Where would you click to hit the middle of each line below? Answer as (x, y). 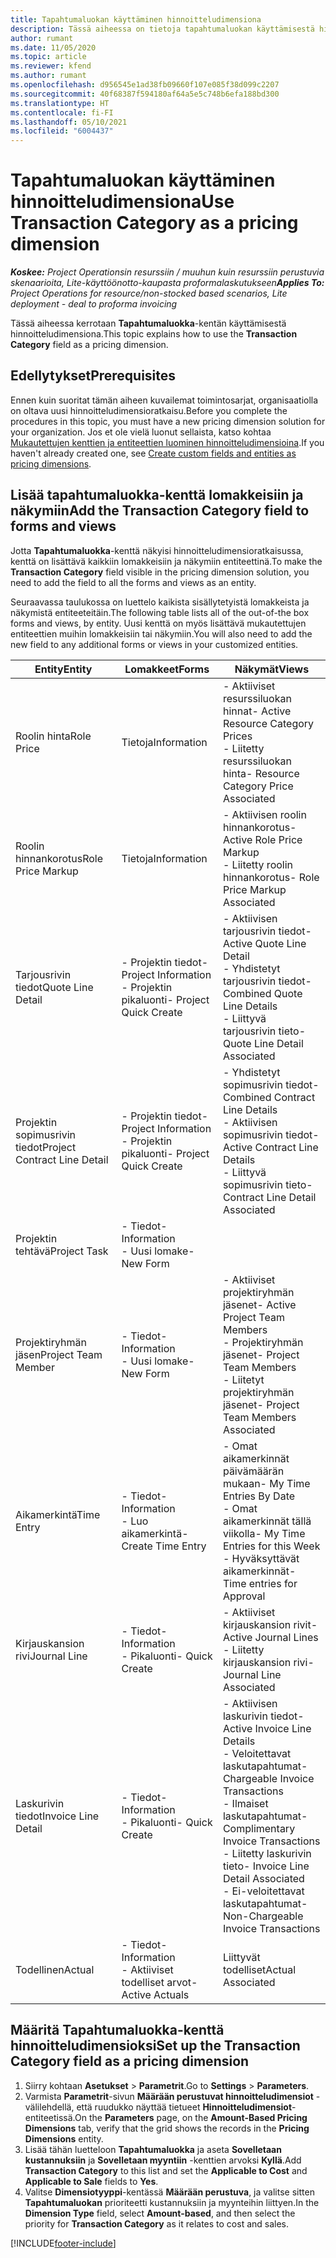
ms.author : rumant (48, 76)
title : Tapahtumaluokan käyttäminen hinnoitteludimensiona (136, 19)
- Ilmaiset (245, 1803)
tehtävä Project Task (62, 1251)
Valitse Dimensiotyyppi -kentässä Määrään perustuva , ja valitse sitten (169, 2192)
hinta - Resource (261, 773)
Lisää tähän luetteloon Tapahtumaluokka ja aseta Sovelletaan (153, 2149)
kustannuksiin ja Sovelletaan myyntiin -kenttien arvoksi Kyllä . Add (163, 2160)
